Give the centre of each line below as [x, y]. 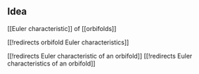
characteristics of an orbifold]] [52, 63]
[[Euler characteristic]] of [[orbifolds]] [62, 28]
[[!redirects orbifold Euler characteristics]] [68, 42]
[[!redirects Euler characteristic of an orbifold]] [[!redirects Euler [100, 56]
